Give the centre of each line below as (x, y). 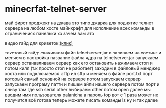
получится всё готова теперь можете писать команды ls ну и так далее (82, 100)
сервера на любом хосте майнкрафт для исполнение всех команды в (80, 28)
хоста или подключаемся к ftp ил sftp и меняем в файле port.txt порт (79, 73)
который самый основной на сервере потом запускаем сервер (73, 79)
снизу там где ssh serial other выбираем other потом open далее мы (78, 89)
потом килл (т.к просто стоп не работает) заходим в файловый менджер (83, 68)
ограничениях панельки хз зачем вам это (50, 33)
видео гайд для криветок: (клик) (39, 43)
